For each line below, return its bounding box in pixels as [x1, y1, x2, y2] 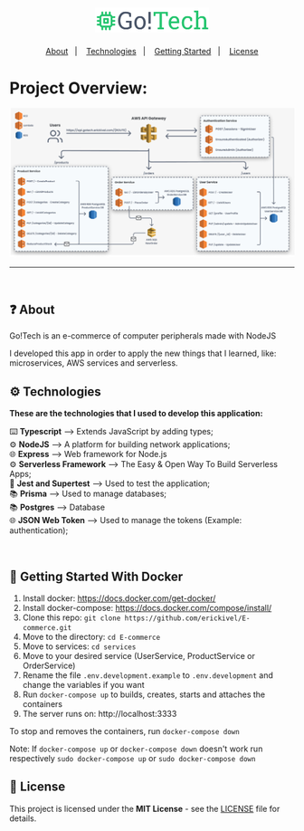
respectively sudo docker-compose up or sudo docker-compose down [9, 753, 256, 763]
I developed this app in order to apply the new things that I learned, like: [9, 348, 277, 359]
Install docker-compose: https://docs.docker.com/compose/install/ [22, 603, 272, 613]
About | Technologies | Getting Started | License [45, 46, 259, 57]
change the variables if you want [22, 680, 145, 690]
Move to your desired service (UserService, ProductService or [22, 651, 255, 661]
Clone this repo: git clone [22, 612, 121, 623]
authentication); [9, 525, 69, 536]
